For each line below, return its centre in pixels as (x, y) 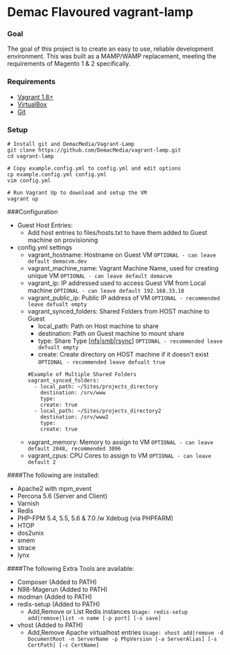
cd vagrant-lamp (30, 156)
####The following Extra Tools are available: (71, 569)
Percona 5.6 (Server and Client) (62, 496)
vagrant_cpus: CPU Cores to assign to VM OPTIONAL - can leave (119, 455)
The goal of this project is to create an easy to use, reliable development (110, 49)
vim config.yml (29, 181)
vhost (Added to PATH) (50, 625)
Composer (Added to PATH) (57, 582)
